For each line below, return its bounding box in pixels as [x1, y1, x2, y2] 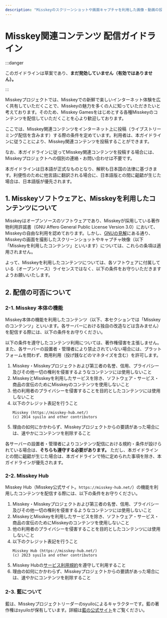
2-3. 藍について [5, 589, 42, 596]
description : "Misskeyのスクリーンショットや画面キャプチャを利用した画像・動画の [5, 7, 159, 12]
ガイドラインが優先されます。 [5, 460, 66, 466]
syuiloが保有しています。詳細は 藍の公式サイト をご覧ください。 [18, 607, 148, 613]
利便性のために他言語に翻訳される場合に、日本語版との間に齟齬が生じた [13, 172, 162, 178]
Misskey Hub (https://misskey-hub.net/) [12, 549, 97, 554]
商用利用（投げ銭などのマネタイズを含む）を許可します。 [44, 352, 161, 358]
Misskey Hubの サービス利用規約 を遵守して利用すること [12, 562, 126, 568]
